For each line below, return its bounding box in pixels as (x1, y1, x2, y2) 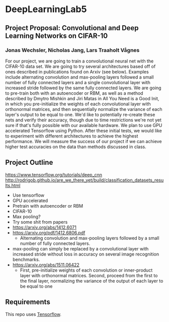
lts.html (5, 182, 21, 188)
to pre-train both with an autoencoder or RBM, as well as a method (5, 90, 143, 96)
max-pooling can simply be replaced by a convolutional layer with (12, 245, 149, 251)
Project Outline (5, 158, 53, 167)
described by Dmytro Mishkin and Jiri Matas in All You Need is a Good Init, (5, 95, 159, 101)
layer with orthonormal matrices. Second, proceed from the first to (20, 272, 158, 278)
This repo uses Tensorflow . (5, 311, 62, 317)
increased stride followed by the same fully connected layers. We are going (5, 85, 162, 91)
